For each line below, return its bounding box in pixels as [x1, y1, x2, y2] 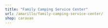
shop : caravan [5, 16, 34, 20]
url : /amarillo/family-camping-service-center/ [5, 11, 104, 16]
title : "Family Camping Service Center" [5, 7, 89, 12]
